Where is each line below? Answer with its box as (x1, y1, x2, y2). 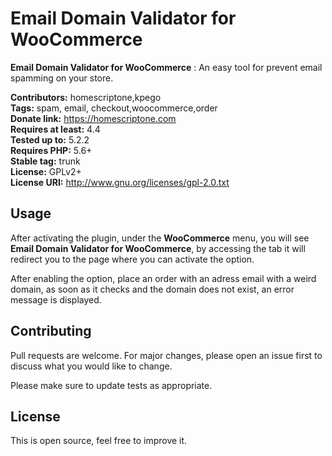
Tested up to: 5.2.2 (10, 133, 90, 146)
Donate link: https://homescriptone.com (10, 112, 177, 124)
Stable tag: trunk (10, 155, 81, 167)
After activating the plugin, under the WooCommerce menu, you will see (10, 232, 310, 244)
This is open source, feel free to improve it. (10, 435, 188, 447)
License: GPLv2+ (10, 165, 82, 177)
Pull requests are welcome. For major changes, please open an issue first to (10, 349, 323, 361)
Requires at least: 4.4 (10, 123, 101, 135)
